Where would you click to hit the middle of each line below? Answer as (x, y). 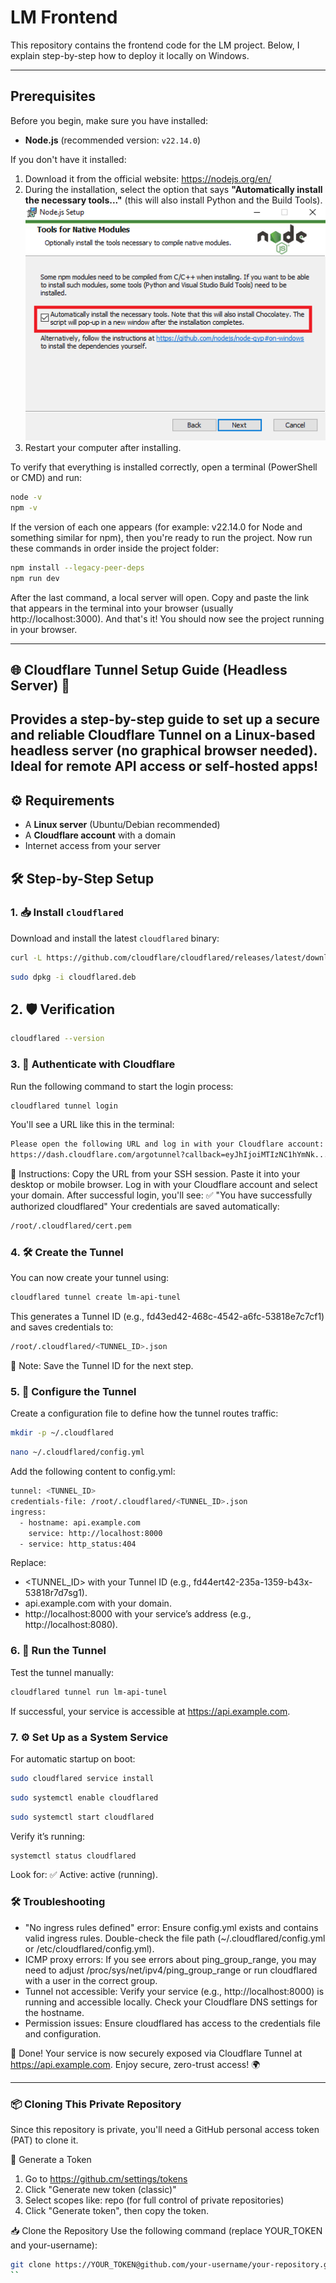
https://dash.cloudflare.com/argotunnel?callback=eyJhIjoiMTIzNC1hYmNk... (169, 1155)
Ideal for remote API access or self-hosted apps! (164, 766)
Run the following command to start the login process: (122, 1086)
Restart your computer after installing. (103, 448)
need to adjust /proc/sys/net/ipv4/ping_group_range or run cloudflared (171, 1970)
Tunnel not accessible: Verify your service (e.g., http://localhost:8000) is (174, 1991)
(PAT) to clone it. (44, 2140)
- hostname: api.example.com (80, 1522)
